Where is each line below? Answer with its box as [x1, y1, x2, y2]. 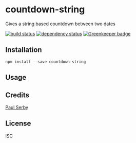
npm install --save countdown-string [5, 59, 86, 64]
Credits [5, 91, 30, 99]
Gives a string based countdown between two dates [5, 21, 115, 27]
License [5, 119, 31, 128]
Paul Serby [5, 104, 29, 110]
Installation [5, 45, 42, 55]
